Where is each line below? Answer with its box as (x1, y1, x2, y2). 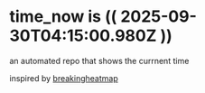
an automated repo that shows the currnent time (9, 55, 190, 66)
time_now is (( (9, 6, 117, 27)
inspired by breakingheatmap (9, 72, 119, 83)
